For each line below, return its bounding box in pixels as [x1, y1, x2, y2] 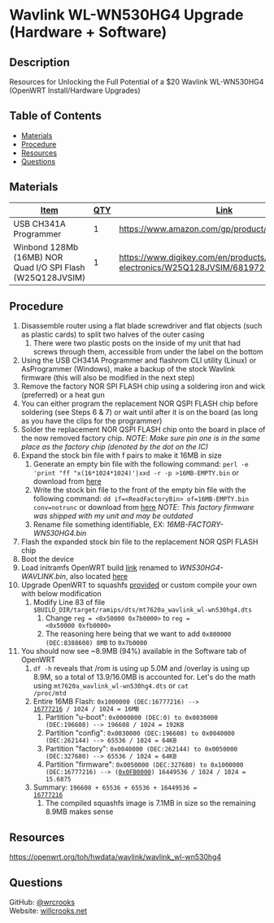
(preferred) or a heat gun [20, 390, 105, 400]
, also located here [65, 572, 128, 581]
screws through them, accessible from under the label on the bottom [33, 347, 263, 357]
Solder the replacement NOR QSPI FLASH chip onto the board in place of [20, 424, 266, 434]
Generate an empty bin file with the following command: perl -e [33, 459, 249, 469]
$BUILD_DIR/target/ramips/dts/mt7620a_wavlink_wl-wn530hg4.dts [33, 606, 253, 615]
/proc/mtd [33, 690, 67, 698]
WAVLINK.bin [20, 572, 67, 581]
